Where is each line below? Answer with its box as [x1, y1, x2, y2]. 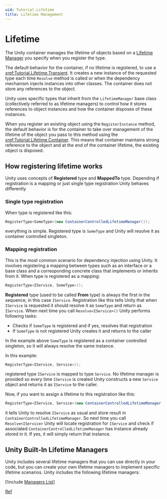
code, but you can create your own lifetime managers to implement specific [5, 464, 160, 470]
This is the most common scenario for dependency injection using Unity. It [5, 257, 158, 263]
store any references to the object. [5, 86, 76, 92]
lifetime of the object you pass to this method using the [5, 131, 118, 137]
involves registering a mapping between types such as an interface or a [5, 262, 152, 268]
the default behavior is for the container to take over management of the [5, 126, 153, 132]
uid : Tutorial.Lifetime [5, 7, 55, 12]
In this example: [5, 352, 38, 359]
